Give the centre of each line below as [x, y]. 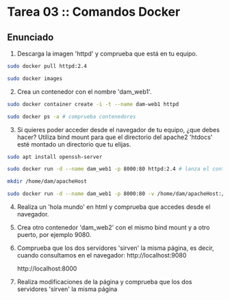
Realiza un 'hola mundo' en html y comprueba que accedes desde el [114, 207]
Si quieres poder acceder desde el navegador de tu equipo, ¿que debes [118, 129]
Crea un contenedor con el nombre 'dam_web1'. [84, 91]
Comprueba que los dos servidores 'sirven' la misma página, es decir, [115, 248]
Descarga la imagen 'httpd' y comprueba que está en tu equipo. [107, 53]
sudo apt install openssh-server [55, 157]
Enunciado [30, 37]
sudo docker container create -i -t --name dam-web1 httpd [93, 104]
